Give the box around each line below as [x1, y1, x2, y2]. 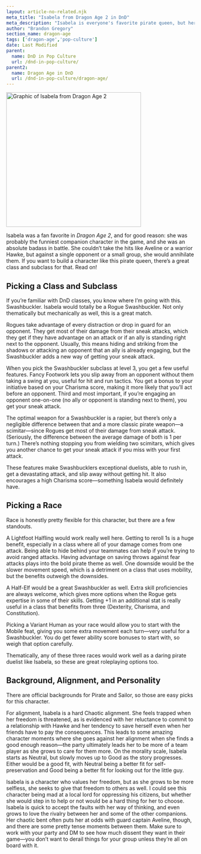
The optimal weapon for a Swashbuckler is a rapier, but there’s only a [6, 414, 176, 421]
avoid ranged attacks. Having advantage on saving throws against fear [6, 553, 181, 560]
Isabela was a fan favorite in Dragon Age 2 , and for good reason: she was [6, 232, 188, 239]
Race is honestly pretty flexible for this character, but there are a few [6, 516, 175, 524]
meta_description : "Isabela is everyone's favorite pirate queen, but [6, 20, 186, 26]
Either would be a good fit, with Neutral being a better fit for [6, 760, 154, 767]
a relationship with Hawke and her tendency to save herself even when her [6, 722, 190, 729]
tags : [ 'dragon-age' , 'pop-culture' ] [6, 37, 98, 42]
